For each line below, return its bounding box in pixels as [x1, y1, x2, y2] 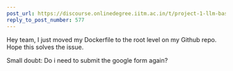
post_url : [6, 10, 35, 17]
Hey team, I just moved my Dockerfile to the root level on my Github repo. [6, 35, 217, 43]
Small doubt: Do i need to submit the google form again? [6, 56, 168, 64]
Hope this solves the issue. [6, 43, 84, 51]
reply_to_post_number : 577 [6, 17, 85, 23]
